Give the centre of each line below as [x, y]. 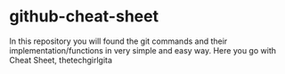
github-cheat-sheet [84, 16]
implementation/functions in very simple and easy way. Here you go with [142, 50]
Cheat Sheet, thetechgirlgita [61, 60]
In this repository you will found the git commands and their [118, 41]
